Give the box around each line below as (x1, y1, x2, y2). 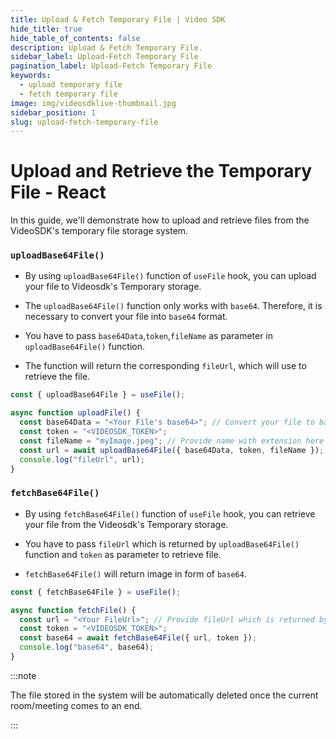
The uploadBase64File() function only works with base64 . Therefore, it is (24, 300, 323, 312)
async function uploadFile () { (10, 408, 141, 418)
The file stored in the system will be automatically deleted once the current (10, 689, 319, 701)
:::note (10, 669, 37, 681)
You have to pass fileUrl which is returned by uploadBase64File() (24, 537, 300, 550)
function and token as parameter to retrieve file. (24, 548, 222, 560)
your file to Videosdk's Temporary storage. (24, 281, 202, 293)
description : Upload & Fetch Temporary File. (10, 42, 203, 53)
